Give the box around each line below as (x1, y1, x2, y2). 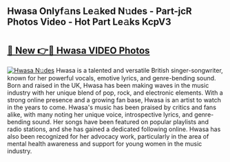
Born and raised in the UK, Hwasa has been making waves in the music (7, 82, 209, 89)
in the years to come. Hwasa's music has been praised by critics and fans (7, 103, 217, 111)
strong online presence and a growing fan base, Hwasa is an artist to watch (7, 96, 222, 104)
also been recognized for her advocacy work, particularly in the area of (7, 132, 209, 140)
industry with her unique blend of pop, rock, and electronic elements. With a (7, 89, 223, 97)
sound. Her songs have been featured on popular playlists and (32, 118, 209, 126)
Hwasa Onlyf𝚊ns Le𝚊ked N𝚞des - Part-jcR (7, 5, 192, 17)
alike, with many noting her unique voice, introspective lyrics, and (7, 111, 193, 119)
